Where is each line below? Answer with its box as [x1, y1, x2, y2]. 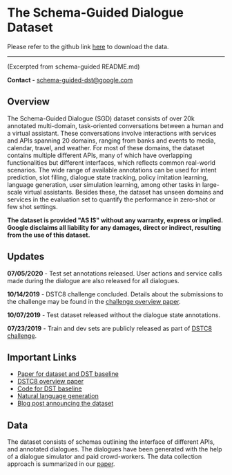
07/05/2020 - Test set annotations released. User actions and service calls [7, 269, 222, 278]
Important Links [7, 351, 77, 363]
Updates [7, 251, 45, 262]
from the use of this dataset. [7, 231, 90, 239]
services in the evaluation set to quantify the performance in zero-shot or [7, 195, 216, 204]
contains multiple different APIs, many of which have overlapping [7, 151, 193, 159]
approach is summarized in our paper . [7, 460, 115, 468]
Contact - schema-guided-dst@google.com [7, 75, 133, 84]
